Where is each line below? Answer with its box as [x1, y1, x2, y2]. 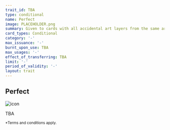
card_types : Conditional [5, 31, 58, 36]
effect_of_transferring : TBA [5, 54, 67, 60]
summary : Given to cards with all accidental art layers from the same [5, 26, 159, 31]
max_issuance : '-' [5, 40, 44, 46]
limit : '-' [5, 59, 28, 64]
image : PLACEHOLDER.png [5, 21, 56, 27]
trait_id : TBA [5, 7, 35, 13]
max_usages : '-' [5, 50, 39, 55]
